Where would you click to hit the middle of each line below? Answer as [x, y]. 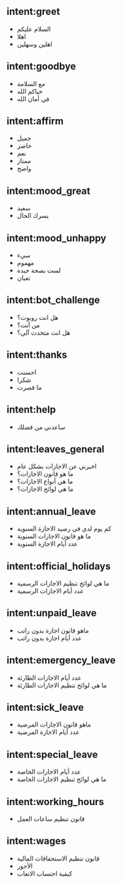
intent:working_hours [55, 802]
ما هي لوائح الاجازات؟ [45, 489]
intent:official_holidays [59, 566]
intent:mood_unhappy [57, 238]
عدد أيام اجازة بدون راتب [49, 638]
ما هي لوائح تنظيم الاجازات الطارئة [62, 685]
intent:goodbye [41, 67]
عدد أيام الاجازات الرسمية [50, 591]
